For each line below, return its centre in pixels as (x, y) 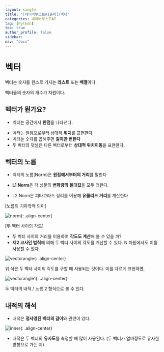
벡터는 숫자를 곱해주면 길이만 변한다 (46, 139)
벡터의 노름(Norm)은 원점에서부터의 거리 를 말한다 (59, 175)
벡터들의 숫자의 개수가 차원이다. (35, 92)
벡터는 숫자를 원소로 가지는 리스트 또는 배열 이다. (51, 82)
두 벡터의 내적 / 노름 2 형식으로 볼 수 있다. (45, 289)
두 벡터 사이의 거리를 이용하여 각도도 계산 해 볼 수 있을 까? (67, 236)
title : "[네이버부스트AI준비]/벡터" (37, 14)
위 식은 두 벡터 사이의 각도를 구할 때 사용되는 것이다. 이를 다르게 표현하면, (75, 269)
